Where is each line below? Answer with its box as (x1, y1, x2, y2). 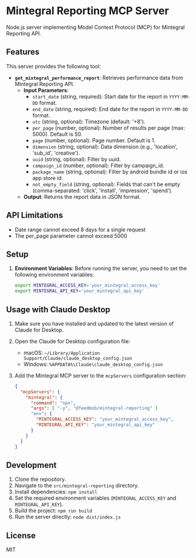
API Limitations (6, 211, 63, 221)
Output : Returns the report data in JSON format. (23, 193, 141, 200)
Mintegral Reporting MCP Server (6, 4, 169, 18)
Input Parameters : (23, 87, 69, 94)
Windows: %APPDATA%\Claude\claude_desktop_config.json (23, 360, 164, 367)
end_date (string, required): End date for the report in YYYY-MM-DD (32, 105, 188, 113)
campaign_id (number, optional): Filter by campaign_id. (32, 162, 165, 169)
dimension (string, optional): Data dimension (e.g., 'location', (32, 143, 178, 150)
